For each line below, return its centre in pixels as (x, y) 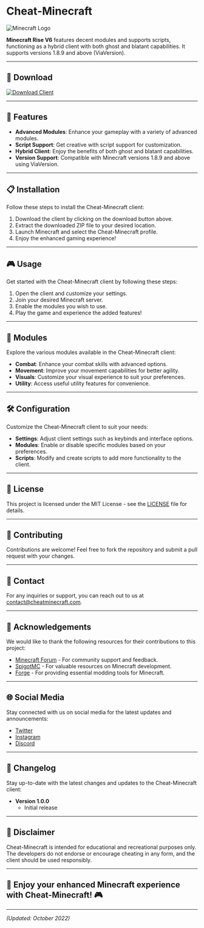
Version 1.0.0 (32, 801)
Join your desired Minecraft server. (59, 300)
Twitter (24, 730)
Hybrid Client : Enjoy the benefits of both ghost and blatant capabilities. (104, 151)
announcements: (27, 718)
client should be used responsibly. (49, 860)
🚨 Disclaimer (31, 832)
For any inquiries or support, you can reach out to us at (75, 596)
